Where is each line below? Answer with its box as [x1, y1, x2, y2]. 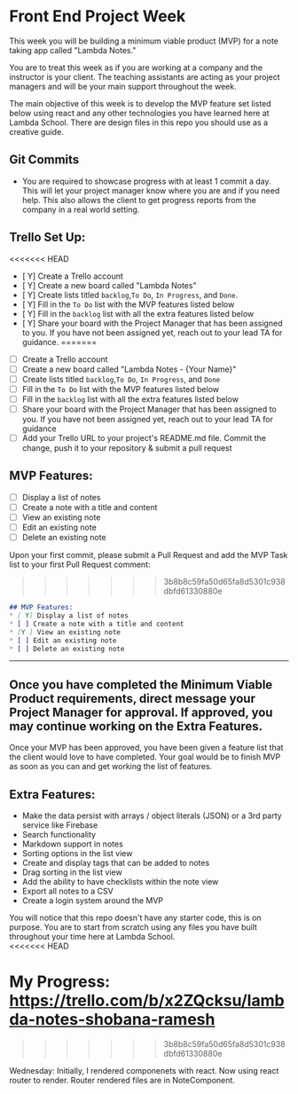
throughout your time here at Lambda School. [9, 932, 176, 941]
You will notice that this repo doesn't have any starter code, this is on [9, 912, 262, 923]
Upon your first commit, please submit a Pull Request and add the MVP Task [9, 550, 288, 561]
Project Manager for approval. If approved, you [9, 704, 273, 720]
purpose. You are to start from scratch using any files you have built [9, 922, 257, 933]
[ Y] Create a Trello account [21, 271, 124, 281]
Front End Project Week [9, 6, 186, 27]
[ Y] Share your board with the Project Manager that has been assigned [21, 318, 283, 328]
